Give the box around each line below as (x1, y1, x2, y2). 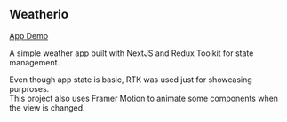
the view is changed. (9, 102, 86, 113)
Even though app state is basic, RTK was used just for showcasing (9, 74, 253, 85)
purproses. (9, 83, 50, 94)
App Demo (9, 30, 49, 41)
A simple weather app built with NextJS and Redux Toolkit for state (9, 48, 254, 58)
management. (9, 57, 60, 67)
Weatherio (9, 7, 69, 22)
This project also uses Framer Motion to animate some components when (9, 93, 278, 103)
